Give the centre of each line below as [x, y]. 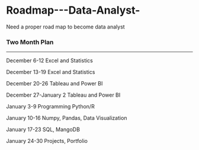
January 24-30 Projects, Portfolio [47, 141]
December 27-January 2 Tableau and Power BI [63, 95]
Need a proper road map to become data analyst [66, 27]
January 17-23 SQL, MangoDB [43, 130]
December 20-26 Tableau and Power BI [54, 84]
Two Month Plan [30, 42]
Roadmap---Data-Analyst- [73, 10]
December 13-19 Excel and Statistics [51, 72]
